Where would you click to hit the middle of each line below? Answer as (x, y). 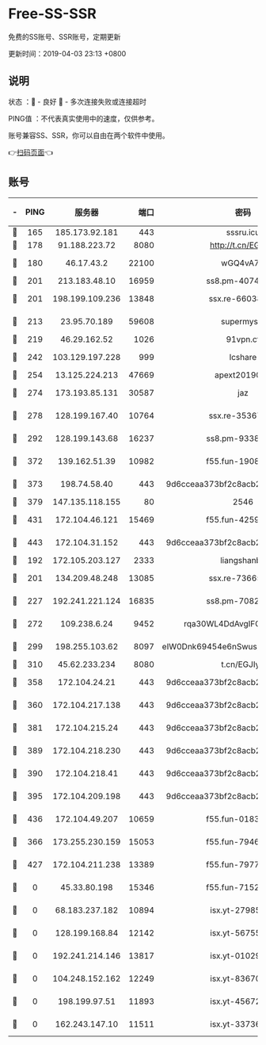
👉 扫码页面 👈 (31, 152)
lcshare (243, 357)
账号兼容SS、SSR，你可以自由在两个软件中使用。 (89, 135)
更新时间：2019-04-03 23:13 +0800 (67, 53)
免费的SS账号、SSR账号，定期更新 (65, 36)
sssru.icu (243, 232)
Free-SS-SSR (52, 14)
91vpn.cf (243, 339)
